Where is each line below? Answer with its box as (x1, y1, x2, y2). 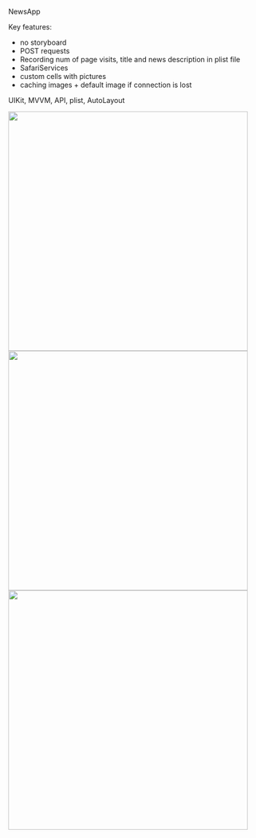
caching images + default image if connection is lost (19, 80, 192, 89)
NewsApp (8, 7, 41, 16)
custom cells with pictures (19, 72, 106, 81)
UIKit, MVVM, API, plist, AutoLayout (8, 96, 125, 105)
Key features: (8, 22, 52, 31)
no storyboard (19, 38, 67, 47)
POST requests (19, 46, 70, 55)
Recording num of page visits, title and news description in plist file (19, 55, 241, 64)
